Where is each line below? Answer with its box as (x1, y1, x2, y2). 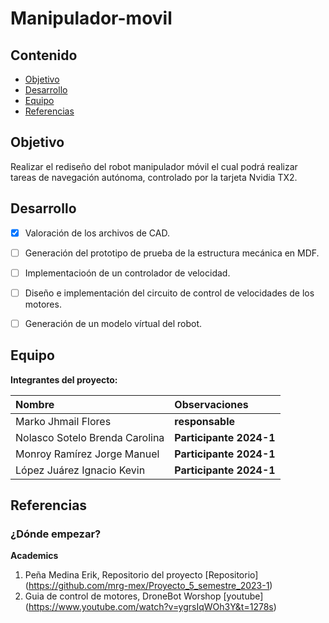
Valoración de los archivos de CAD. (24, 227, 170, 239)
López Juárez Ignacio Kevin (15, 463, 146, 477)
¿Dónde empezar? (10, 527, 102, 541)
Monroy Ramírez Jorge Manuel (15, 447, 160, 461)
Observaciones (174, 397, 249, 411)
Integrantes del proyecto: (10, 373, 118, 386)
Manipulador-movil (10, 7, 173, 30)
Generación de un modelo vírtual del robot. (24, 317, 203, 329)
